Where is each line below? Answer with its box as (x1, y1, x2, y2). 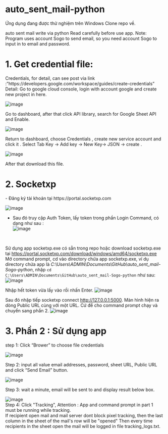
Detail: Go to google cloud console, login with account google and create (5, 86, 157, 92)
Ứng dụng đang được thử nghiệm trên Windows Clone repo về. (5, 20, 136, 26)
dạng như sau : (12, 220, 44, 226)
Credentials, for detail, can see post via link (5, 75, 95, 81)
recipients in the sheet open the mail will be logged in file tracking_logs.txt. (5, 423, 160, 429)
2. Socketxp (5, 178, 57, 190)
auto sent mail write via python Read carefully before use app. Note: (5, 30, 147, 36)
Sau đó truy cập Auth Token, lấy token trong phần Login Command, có (12, 215, 159, 221)
